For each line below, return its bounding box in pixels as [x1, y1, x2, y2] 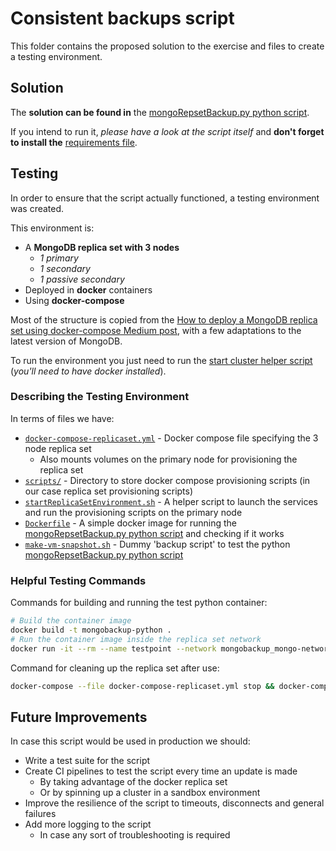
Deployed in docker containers [24, 283, 153, 296]
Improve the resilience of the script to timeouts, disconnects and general [24, 797, 325, 809]
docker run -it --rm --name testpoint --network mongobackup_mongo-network [10, 643, 333, 654]
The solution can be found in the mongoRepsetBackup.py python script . [10, 106, 310, 118]
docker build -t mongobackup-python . [10, 625, 172, 636]
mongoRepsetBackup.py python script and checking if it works [24, 527, 285, 539]
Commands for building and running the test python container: [10, 597, 268, 609]
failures [24, 808, 57, 820]
